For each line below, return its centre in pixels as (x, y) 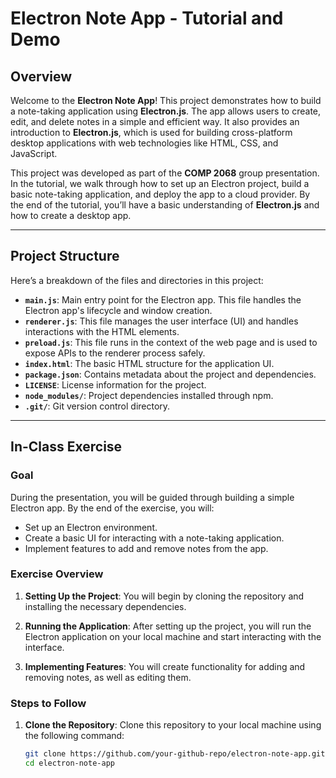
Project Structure (65, 256)
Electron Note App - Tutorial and (147, 18)
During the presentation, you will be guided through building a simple (152, 497)
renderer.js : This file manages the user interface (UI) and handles (161, 321)
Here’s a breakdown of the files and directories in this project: (137, 280)
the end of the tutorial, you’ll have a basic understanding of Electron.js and (165, 205)
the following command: (74, 736)
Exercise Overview (57, 574)
